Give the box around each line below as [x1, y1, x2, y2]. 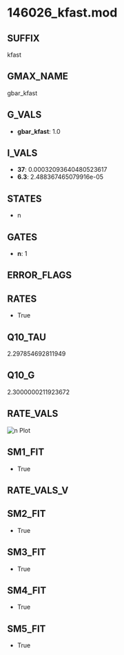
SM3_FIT [7, 547, 46, 558]
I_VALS [7, 147, 38, 159]
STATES [7, 193, 43, 204]
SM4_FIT [7, 585, 47, 596]
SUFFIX [7, 32, 40, 44]
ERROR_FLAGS [7, 269, 72, 281]
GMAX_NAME [7, 70, 69, 82]
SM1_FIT [7, 447, 45, 458]
